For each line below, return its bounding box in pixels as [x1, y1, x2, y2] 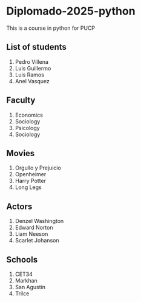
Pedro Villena [15, 58, 48, 65]
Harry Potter [15, 177, 47, 185]
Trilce [15, 290, 30, 297]
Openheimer [15, 171, 47, 178]
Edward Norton [15, 224, 53, 232]
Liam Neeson [15, 230, 48, 238]
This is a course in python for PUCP [6, 24, 96, 32]
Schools [6, 254, 38, 265]
